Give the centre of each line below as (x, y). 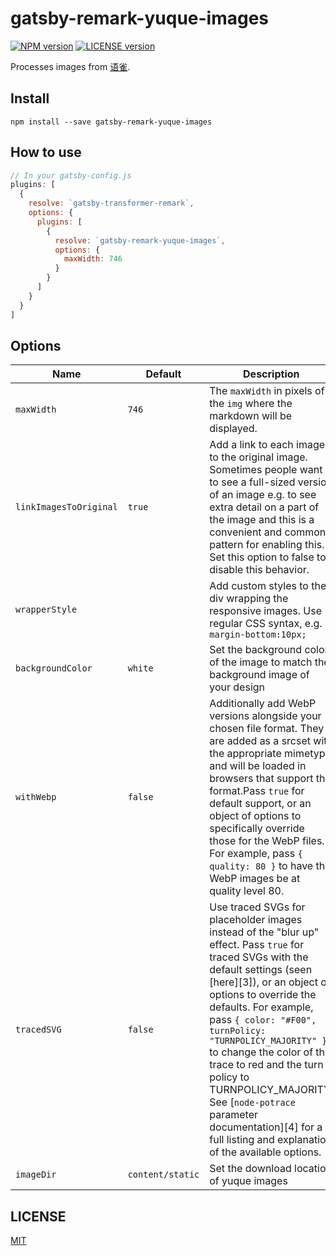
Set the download (250, 1169)
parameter (233, 1115)
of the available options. (265, 1152)
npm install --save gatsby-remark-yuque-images (111, 122)
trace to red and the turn (266, 1065)
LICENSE (38, 1216)
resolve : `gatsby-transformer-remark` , (111, 203)
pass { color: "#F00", (263, 1020)
